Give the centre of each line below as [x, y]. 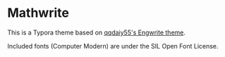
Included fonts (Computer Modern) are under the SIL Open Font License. [113, 46]
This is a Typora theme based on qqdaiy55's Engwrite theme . [96, 32]
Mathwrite [38, 13]
